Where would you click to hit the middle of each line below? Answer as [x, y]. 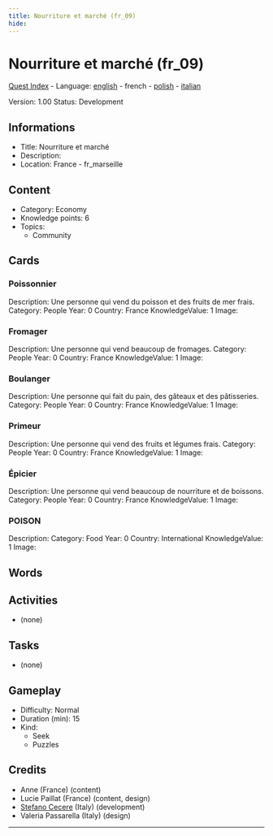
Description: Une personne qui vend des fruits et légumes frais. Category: [132, 444]
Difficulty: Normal [50, 710]
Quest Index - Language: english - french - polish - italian [105, 86]
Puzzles [45, 745]
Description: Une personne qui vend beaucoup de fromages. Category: [128, 349]
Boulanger [29, 379]
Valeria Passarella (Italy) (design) [76, 815]
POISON [25, 521]
